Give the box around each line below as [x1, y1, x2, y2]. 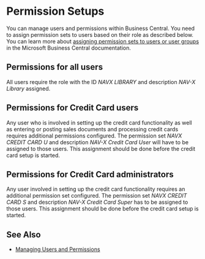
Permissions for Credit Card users [6, 102, 139, 113]
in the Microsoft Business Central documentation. [6, 44, 132, 52]
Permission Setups [6, 4, 105, 18]
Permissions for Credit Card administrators [6, 169, 174, 179]
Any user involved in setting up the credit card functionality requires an [6, 185, 185, 193]
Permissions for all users [6, 62, 103, 72]
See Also [6, 229, 41, 240]
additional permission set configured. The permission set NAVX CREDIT [6, 192, 187, 199]
